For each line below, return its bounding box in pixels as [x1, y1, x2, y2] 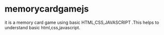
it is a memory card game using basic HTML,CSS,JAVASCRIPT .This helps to [4, 19, 159, 25]
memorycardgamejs [4, 3, 89, 15]
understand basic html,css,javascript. [4, 24, 81, 30]
